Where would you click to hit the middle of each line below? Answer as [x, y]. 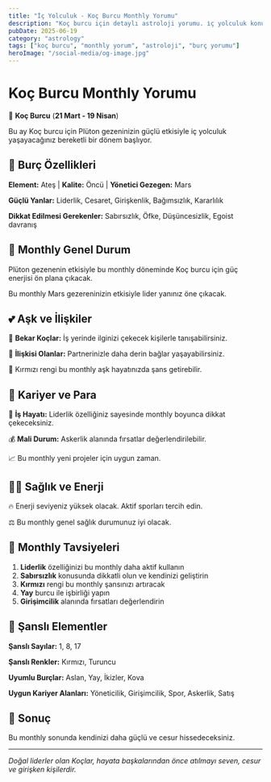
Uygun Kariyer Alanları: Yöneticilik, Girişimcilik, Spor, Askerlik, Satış [122, 693]
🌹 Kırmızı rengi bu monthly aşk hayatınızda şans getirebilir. [105, 370]
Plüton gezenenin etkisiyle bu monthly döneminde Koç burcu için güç [123, 269]
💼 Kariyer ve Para [52, 395]
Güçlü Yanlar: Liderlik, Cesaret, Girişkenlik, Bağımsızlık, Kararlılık [116, 200]
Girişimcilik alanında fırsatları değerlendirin [92, 601]
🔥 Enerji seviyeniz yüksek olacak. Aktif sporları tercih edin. [106, 506]
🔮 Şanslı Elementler [58, 627]
